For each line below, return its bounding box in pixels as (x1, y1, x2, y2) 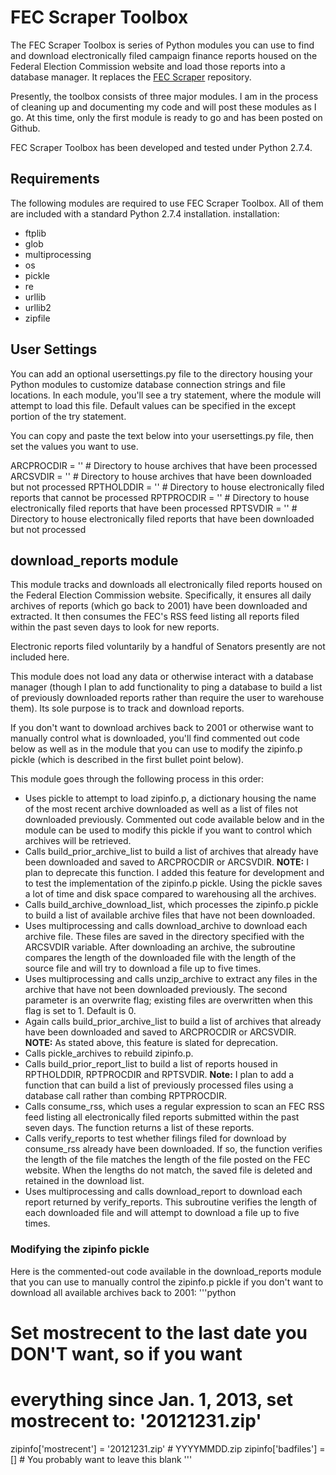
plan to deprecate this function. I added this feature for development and (24, 867, 325, 879)
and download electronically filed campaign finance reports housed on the (10, 49, 318, 61)
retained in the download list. (24, 1175, 145, 1187)
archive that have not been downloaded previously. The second (24, 984, 288, 996)
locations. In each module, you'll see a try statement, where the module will (10, 389, 322, 401)
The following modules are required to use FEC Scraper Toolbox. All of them (10, 197, 324, 209)
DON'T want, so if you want (10, 1342, 243, 1365)
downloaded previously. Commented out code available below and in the (24, 814, 325, 826)
